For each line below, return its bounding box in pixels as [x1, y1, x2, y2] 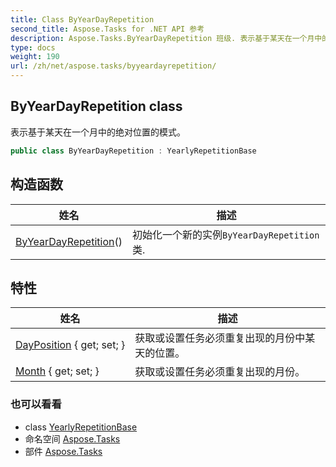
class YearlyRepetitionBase [24, 421, 138, 433]
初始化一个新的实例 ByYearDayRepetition [131, 227, 320, 241]
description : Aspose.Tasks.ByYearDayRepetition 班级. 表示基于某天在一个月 [10, 33, 315, 43]
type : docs [10, 42, 56, 53]
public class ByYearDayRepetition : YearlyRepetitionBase [10, 146, 257, 156]
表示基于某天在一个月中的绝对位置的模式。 [10, 126, 186, 138]
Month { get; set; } [15, 364, 100, 378]
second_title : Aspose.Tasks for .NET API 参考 [10, 24, 205, 34]
